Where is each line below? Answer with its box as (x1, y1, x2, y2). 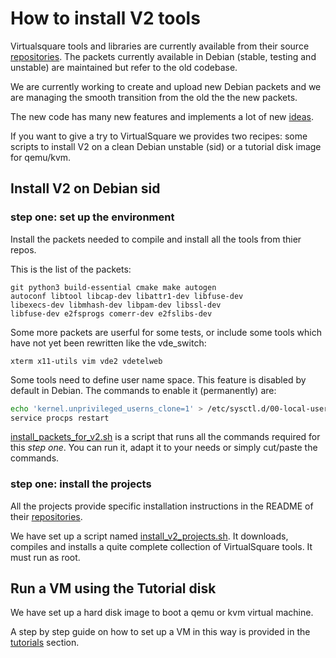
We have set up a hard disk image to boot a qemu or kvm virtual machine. (10, 607, 314, 619)
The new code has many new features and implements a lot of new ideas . (10, 110, 315, 122)
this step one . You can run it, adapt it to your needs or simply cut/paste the (10, 442, 318, 454)
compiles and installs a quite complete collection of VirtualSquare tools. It (10, 540, 313, 552)
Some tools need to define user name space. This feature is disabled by (10, 373, 307, 386)
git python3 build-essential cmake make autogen (10, 282, 217, 292)
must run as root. (10, 551, 81, 563)
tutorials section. (10, 637, 80, 649)
